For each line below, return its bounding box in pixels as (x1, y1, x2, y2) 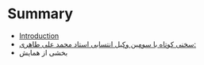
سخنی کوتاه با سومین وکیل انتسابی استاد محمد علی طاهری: (18, 39, 196, 48)
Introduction (18, 31, 60, 40)
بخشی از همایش (18, 48, 68, 57)
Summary (7, 5, 73, 23)
